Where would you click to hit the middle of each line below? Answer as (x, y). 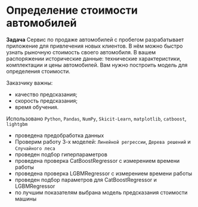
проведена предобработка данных (59, 135)
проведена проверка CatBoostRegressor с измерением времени (97, 160)
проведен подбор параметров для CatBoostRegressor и (86, 180)
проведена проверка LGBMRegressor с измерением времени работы (103, 173)
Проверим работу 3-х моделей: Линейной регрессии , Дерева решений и (103, 141)
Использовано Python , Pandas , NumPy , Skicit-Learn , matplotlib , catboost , (96, 118)
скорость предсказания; (46, 101)
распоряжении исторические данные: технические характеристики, (94, 58)
